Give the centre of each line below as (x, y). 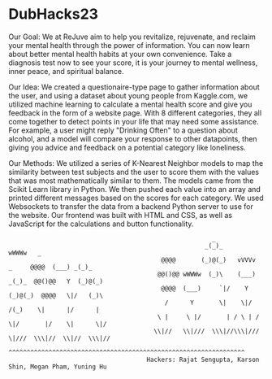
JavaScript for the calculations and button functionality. (101, 224)
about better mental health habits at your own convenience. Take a (120, 54)
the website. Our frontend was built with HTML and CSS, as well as (121, 215)
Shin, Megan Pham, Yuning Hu (58, 367)
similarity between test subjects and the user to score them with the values (134, 172)
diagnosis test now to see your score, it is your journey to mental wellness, (133, 63)
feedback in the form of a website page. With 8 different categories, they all (135, 113)
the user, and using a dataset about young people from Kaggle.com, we (128, 95)
